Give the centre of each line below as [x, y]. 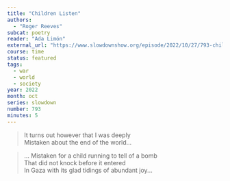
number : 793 [24, 109]
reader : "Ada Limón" [37, 39]
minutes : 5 [23, 115]
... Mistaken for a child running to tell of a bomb [90, 156]
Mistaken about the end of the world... [78, 142]
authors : [20, 20]
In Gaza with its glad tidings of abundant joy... [88, 170]
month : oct [23, 97]
